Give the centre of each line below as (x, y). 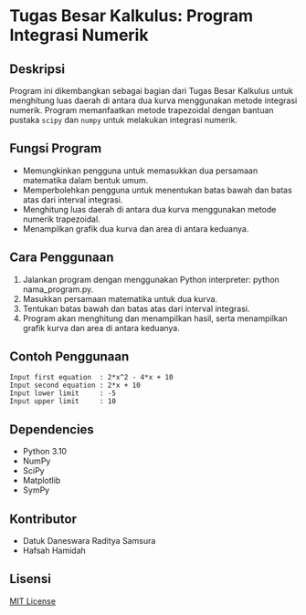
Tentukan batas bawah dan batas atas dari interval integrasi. (136, 308)
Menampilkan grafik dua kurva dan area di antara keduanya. (136, 228)
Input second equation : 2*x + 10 (75, 386)
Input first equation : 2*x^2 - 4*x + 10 (91, 378)
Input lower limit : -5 (63, 393)
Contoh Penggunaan (69, 357)
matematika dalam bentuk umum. (85, 180)
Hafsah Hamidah (54, 551)
